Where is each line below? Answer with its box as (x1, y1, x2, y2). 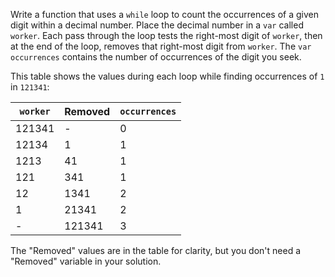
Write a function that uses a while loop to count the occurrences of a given (10, 9, 320, 20)
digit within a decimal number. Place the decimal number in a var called (10, 19, 304, 31)
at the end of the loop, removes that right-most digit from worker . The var (10, 40, 312, 52)
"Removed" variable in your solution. (10, 255, 162, 267)
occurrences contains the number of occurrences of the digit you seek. (10, 51, 302, 63)
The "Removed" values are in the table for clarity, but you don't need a (10, 245, 302, 256)
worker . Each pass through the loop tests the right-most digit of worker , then (10, 30, 323, 41)
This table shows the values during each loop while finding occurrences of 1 (10, 70, 325, 82)
